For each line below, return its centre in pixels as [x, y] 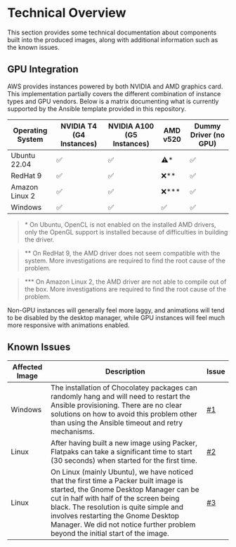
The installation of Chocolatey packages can [124, 388]
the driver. [39, 239]
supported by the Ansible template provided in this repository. [97, 108]
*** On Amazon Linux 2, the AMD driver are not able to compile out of [125, 282]
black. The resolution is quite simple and [117, 507]
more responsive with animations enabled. [68, 325]
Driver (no [208, 135]
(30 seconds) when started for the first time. [124, 460]
